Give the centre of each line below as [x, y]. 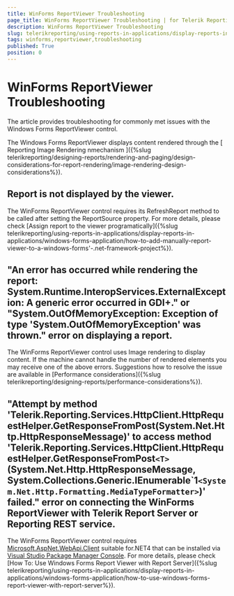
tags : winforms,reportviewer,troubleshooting [74, 40]
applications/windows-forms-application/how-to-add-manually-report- [109, 240]
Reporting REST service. [62, 524]
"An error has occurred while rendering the [103, 270]
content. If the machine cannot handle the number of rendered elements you [117, 360]
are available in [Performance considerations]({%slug [84, 375]
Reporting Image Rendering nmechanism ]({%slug [79, 150]
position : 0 [24, 53]
